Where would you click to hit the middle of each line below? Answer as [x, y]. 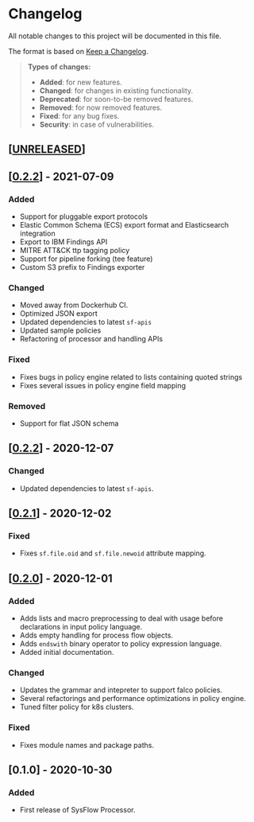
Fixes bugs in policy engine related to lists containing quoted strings [131, 377]
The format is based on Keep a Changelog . [78, 51]
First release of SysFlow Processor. [77, 810]
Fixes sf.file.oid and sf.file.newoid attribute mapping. [113, 553]
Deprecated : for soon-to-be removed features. [116, 99]
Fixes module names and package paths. [87, 745]
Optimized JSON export [58, 314]
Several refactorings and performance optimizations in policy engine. [133, 699]
